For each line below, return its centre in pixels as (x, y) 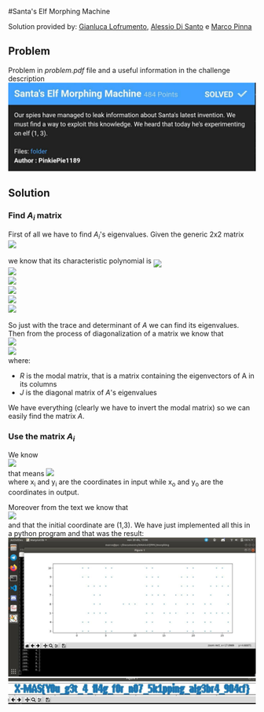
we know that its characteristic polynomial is (80, 261)
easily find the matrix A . (46, 416)
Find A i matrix (35, 216)
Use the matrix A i (42, 437)
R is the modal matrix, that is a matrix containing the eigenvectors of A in (137, 376)
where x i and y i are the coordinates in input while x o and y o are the (116, 483)
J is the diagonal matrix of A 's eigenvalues (88, 392)
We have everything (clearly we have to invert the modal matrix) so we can (129, 407)
